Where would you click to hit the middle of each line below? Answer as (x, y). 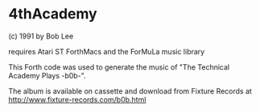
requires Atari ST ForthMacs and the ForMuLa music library (107, 51)
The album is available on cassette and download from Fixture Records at (130, 91)
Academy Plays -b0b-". (47, 75)
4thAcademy (53, 14)
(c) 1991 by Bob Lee (41, 36)
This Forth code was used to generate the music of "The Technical (119, 67)
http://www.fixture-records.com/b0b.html (77, 99)
